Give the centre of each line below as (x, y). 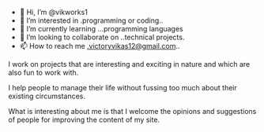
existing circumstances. (47, 96)
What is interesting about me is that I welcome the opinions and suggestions (132, 111)
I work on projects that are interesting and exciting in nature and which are (129, 64)
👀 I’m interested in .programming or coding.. (91, 20)
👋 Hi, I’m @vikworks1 (54, 12)
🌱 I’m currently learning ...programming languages (101, 29)
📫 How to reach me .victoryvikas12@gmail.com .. (100, 46)
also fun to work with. (43, 72)
